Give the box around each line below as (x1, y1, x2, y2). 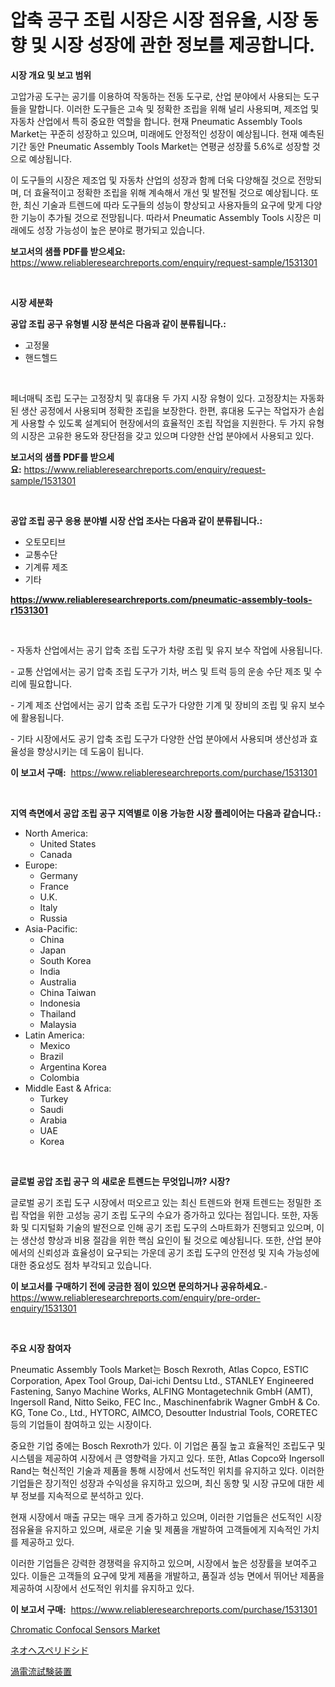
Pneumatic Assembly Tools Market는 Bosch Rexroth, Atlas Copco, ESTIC (10, 1363, 309, 1375)
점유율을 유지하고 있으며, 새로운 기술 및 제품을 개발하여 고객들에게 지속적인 (10, 1523, 302, 1535)
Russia (39, 912, 68, 924)
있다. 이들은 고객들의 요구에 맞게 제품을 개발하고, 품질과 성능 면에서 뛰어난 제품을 (10, 1569, 325, 1581)
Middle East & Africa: (24, 1082, 112, 1094)
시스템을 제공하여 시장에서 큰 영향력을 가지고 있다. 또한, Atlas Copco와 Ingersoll (10, 1452, 325, 1464)
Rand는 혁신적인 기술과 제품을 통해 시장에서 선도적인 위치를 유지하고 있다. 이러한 (10, 1464, 325, 1476)
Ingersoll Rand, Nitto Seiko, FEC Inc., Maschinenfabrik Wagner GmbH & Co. (10, 1396, 321, 1408)
